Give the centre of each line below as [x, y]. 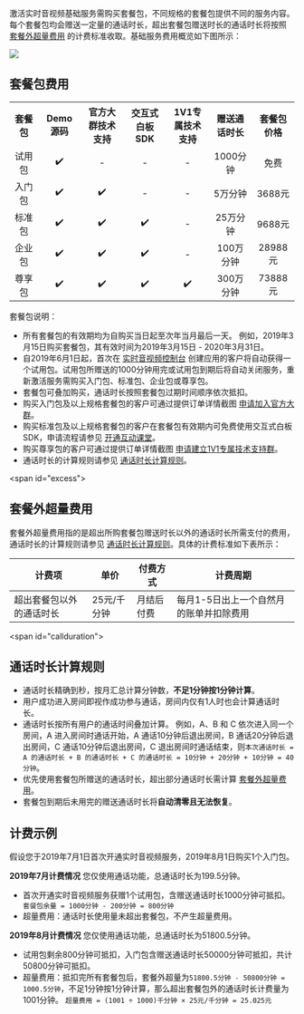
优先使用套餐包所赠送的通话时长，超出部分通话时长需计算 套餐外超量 [150, 779]
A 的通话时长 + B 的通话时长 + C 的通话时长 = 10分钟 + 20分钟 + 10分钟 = [152, 758]
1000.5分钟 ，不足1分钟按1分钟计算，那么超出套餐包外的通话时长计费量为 [156, 989]
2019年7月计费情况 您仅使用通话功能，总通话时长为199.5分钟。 [128, 876]
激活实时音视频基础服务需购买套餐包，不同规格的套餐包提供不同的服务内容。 [152, 13]
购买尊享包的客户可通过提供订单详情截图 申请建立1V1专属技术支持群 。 [152, 449]
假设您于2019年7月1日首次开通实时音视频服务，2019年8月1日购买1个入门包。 [152, 857]
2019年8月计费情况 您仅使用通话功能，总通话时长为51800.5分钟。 [133, 935]
